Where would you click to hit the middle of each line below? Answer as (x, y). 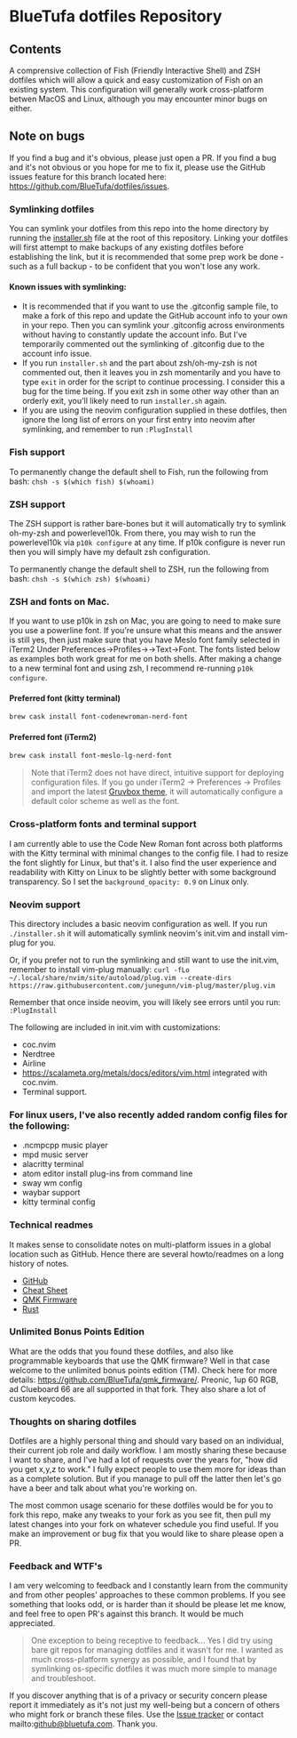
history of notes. (39, 1263)
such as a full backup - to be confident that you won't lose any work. (135, 266)
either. (21, 108)
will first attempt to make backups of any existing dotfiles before (126, 247)
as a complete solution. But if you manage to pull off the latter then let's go (145, 1479)
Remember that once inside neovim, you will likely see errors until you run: (145, 1002)
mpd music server (55, 1155)
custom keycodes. (43, 1398)
